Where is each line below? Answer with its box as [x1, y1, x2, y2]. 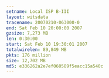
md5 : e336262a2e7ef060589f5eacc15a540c [6, 63, 104, 69]
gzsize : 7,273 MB [6, 30, 49, 36]
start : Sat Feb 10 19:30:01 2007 [6, 42, 88, 48]
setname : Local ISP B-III [6, 8, 69, 15]
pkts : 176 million [6, 52, 51, 58]
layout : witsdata [6, 14, 49, 20]
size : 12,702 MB [6, 57, 46, 63]
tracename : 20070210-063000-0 [6, 19, 80, 25]
